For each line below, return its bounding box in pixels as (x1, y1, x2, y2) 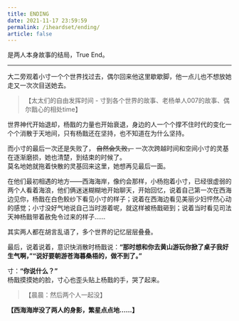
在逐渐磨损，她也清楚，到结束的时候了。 (7, 153, 126, 162)
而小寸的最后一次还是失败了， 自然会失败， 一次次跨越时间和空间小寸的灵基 (7, 144, 229, 153)
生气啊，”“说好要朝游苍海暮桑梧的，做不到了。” (7, 251, 142, 260)
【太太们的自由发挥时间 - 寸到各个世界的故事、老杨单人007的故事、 (24, 97, 224, 105)
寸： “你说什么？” (7, 267, 58, 276)
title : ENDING (7, 10, 50, 18)
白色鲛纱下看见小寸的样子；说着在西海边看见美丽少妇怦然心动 (51, 195, 232, 203)
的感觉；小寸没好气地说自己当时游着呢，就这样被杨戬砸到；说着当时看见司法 (7, 204, 232, 212)
